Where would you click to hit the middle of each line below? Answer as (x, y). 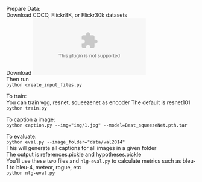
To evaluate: (21, 136)
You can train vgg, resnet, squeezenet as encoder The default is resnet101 (98, 102)
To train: (17, 96)
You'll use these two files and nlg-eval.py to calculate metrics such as (94, 161)
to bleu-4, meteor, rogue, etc (46, 167)
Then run (17, 79)
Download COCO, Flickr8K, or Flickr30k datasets (67, 15)
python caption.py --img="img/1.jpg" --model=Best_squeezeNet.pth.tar (97, 125)
